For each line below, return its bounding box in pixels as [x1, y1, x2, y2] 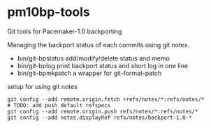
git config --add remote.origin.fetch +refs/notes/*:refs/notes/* [7, 95, 205, 103]
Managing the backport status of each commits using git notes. [7, 40, 190, 49]
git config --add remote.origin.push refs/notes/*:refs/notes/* [7, 108, 198, 115]
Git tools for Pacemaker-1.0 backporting [7, 27, 122, 35]
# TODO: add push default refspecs [7, 102, 111, 109]
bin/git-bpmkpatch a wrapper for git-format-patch [17, 69, 162, 77]
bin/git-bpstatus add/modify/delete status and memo [17, 54, 170, 63]
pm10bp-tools [7, 4, 91, 20]
